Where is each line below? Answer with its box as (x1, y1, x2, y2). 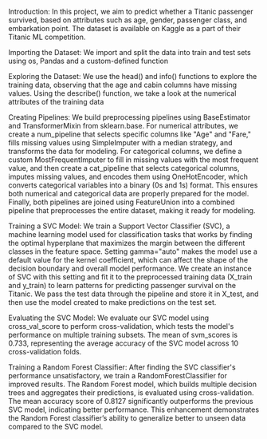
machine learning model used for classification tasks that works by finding (8, 230, 253, 239)
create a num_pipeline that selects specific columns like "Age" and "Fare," (8, 129, 251, 139)
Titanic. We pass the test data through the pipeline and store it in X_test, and (8, 289, 259, 299)
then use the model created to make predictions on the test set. (8, 298, 217, 307)
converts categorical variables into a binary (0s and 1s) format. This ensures (8, 180, 258, 190)
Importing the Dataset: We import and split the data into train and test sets (8, 48, 251, 57)
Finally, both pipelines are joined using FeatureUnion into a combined (8, 197, 235, 207)
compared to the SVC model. (8, 422, 104, 431)
